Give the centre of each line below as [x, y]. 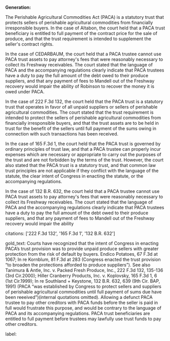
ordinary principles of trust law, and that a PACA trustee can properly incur [83, 149]
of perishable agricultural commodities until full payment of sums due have [83, 292]
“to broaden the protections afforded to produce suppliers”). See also [78, 265]
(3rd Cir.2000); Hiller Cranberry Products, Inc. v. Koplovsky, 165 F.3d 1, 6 [81, 276]
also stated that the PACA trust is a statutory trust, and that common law [81, 165]
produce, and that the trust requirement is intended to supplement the [78, 39]
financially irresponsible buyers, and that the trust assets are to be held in [82, 123]
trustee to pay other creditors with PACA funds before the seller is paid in [82, 302]
